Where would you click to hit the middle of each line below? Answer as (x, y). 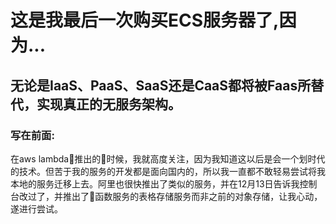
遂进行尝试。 (36, 208)
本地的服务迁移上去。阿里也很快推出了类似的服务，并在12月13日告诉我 (155, 183)
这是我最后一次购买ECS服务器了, (145, 20)
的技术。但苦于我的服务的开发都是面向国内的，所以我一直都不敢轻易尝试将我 (168, 171)
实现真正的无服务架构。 (109, 104)
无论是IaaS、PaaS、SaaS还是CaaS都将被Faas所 (161, 85)
